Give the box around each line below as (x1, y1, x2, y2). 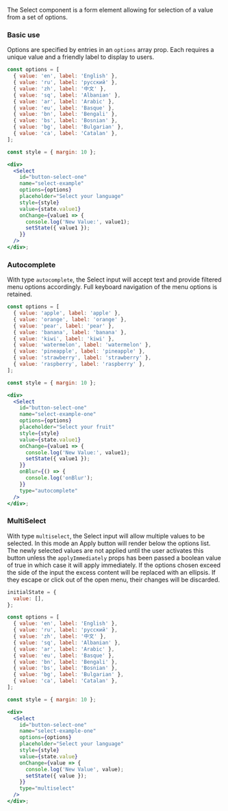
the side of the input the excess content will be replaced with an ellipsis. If (7, 568, 216, 576)
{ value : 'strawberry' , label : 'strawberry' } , (13, 354, 152, 362)
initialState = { (7, 588, 57, 595)
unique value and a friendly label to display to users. (7, 53, 155, 61)
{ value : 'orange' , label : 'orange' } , (13, 316, 127, 323)
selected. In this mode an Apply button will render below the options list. (7, 539, 211, 547)
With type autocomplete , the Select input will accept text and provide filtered (7, 275, 222, 284)
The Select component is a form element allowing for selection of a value (7, 6, 214, 14)
